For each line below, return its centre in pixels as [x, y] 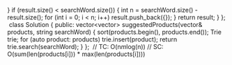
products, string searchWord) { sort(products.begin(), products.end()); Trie [114, 32]
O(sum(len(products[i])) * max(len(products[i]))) [76, 54]
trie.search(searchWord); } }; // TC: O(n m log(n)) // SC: [85, 47]
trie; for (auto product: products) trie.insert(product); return [92, 39]
